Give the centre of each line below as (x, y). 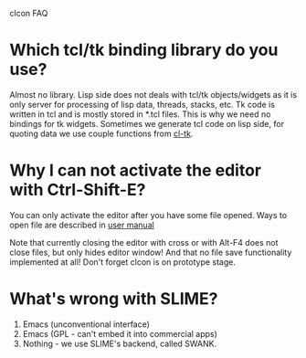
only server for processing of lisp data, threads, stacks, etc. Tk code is (142, 104)
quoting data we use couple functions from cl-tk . (101, 133)
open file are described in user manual (82, 225)
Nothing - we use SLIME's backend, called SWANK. (120, 343)
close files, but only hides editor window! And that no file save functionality (151, 252)
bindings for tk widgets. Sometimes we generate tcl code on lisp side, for (147, 123)
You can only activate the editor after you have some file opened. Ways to (148, 215)
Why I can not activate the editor (136, 170)
